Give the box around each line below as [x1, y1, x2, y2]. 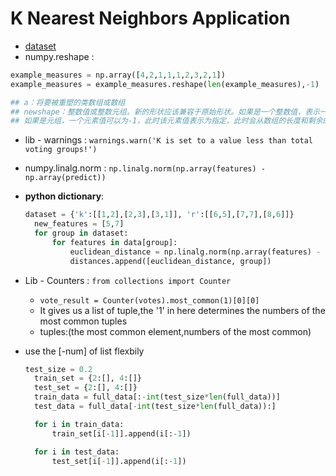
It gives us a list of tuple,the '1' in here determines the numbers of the [39, 304, 326, 316]
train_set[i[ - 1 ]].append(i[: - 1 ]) [51, 428, 192, 439]
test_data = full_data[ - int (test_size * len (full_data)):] [34, 402, 277, 412]
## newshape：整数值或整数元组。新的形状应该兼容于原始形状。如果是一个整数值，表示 [10, 107, 320, 117]
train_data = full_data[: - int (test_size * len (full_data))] [34, 392, 281, 402]
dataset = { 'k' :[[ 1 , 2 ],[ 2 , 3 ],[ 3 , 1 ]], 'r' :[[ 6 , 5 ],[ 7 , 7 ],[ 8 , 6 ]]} [24, 210, 295, 220]
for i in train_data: [34, 419, 125, 429]
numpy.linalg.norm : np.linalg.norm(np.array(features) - [24, 162, 267, 174]
